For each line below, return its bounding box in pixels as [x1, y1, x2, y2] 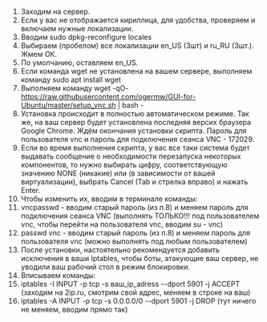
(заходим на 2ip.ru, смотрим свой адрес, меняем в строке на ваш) [20, 288, 251, 297]
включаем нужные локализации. [20, 24, 134, 33]
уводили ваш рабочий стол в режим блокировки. [20, 262, 191, 272]
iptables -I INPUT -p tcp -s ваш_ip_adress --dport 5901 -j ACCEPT [20, 280, 241, 288]
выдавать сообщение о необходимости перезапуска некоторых [20, 151, 241, 161]
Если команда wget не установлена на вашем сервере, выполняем [20, 66, 253, 75]
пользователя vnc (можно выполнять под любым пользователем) [20, 236, 248, 246]
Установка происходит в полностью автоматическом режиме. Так [20, 109, 249, 119]
